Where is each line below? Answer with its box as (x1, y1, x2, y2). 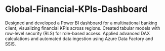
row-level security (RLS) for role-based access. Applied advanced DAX (5, 30, 150, 36)
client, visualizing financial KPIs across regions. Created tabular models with (5, 25, 161, 31)
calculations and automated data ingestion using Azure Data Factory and (5, 36, 153, 42)
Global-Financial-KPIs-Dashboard (5, 3, 148, 15)
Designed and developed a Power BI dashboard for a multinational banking (5, 20, 158, 26)
